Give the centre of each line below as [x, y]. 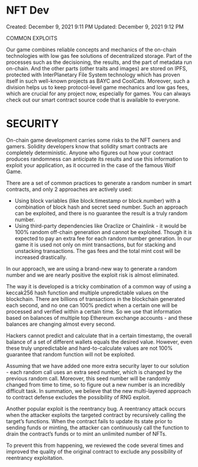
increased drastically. [40, 257]
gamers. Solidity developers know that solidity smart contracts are [87, 146]
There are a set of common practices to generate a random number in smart [99, 183]
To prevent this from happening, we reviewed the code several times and [95, 445]
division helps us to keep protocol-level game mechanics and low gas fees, [98, 87]
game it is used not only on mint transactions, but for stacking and [95, 244]
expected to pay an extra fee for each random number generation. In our [103, 238]
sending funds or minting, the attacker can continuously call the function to [98, 427]
